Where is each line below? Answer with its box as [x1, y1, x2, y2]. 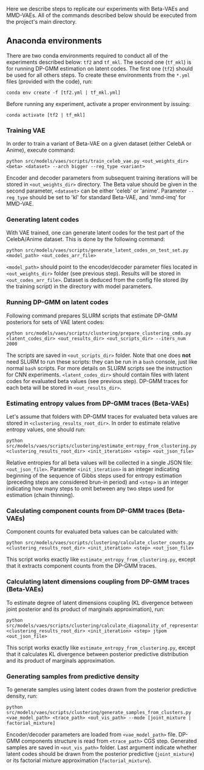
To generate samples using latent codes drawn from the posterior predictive [6, 685, 197, 693]
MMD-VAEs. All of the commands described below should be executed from [6, 12, 197, 19]
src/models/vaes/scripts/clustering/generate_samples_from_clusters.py [6, 709, 191, 715]
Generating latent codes [6, 216, 80, 224]
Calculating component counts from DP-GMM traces [6, 506, 165, 515]
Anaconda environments [6, 36, 102, 46]
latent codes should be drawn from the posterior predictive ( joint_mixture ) [6, 750, 195, 757]
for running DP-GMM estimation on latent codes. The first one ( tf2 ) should [6, 65, 193, 72]
